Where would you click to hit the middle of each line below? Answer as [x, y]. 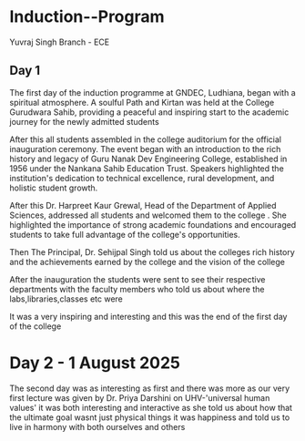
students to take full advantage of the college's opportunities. [125, 234]
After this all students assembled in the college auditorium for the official [146, 139]
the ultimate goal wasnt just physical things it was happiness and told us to [150, 417]
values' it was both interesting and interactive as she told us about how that [151, 407]
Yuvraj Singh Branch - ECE [60, 42]
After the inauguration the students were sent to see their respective [137, 279]
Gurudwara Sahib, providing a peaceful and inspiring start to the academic [149, 112]
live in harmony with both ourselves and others [97, 426]
